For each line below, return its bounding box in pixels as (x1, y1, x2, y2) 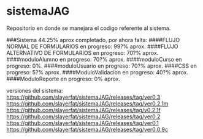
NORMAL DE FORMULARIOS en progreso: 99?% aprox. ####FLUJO (6, 43, 178, 50)
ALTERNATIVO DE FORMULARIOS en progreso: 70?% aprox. (6, 49, 159, 56)
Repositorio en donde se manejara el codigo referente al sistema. (6, 24, 171, 32)
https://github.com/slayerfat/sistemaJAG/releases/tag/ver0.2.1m (6, 99, 169, 107)
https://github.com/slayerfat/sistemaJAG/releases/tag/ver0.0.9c (6, 126, 169, 133)
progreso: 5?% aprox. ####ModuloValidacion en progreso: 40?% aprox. (6, 68, 189, 76)
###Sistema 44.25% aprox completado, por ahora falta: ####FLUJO (6, 36, 180, 43)
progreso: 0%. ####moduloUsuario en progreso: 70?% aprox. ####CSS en (6, 62, 197, 69)
